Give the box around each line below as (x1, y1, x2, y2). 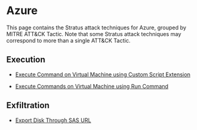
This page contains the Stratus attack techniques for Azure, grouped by (6, 24, 187, 31)
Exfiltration (6, 100, 50, 110)
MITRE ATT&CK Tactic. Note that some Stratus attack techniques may (6, 30, 182, 37)
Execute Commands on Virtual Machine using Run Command (15, 82, 169, 90)
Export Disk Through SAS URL (15, 117, 91, 124)
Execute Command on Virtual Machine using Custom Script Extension (15, 71, 191, 78)
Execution (6, 54, 46, 65)
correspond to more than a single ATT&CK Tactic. (6, 37, 131, 44)
